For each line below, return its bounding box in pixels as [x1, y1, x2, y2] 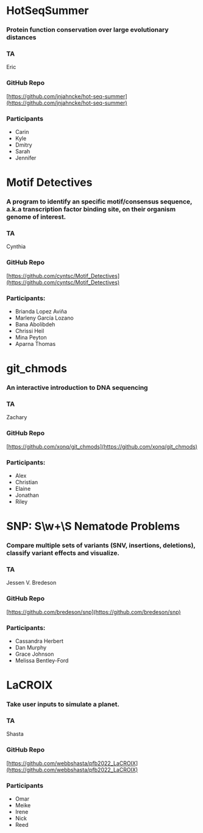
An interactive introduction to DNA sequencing [6, 383, 148, 392]
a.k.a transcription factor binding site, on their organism [6, 205, 176, 214]
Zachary [6, 414, 27, 421]
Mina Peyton [15, 334, 47, 341]
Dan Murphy [15, 644, 47, 651]
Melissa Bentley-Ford [15, 657, 69, 664]
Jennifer [15, 154, 37, 161]
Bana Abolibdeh [15, 321, 55, 328]
